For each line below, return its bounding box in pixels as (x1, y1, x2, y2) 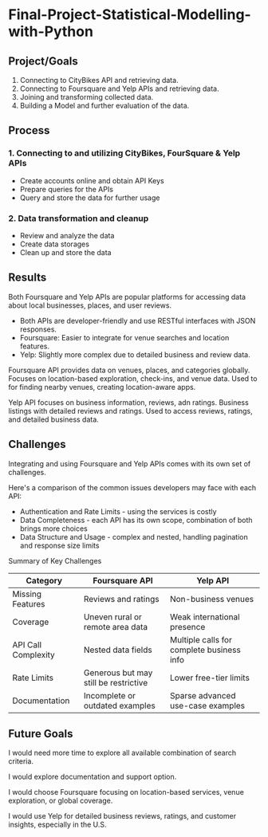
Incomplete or (83, 690, 136, 701)
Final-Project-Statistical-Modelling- (8, 6, 251, 24)
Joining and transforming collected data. (19, 92, 154, 101)
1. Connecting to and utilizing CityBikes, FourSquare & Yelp (8, 147, 241, 159)
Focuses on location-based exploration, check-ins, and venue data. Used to (8, 373, 258, 383)
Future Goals (8, 727, 73, 741)
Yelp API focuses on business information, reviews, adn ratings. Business (8, 397, 249, 407)
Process (8, 124, 50, 137)
